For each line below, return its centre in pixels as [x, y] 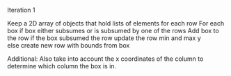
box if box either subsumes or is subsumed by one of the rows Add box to [113, 31]
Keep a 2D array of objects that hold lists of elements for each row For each [116, 23]
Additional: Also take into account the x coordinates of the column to [105, 59]
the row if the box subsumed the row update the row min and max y [104, 38]
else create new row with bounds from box [69, 45]
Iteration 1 [21, 10]
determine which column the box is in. [62, 66]
